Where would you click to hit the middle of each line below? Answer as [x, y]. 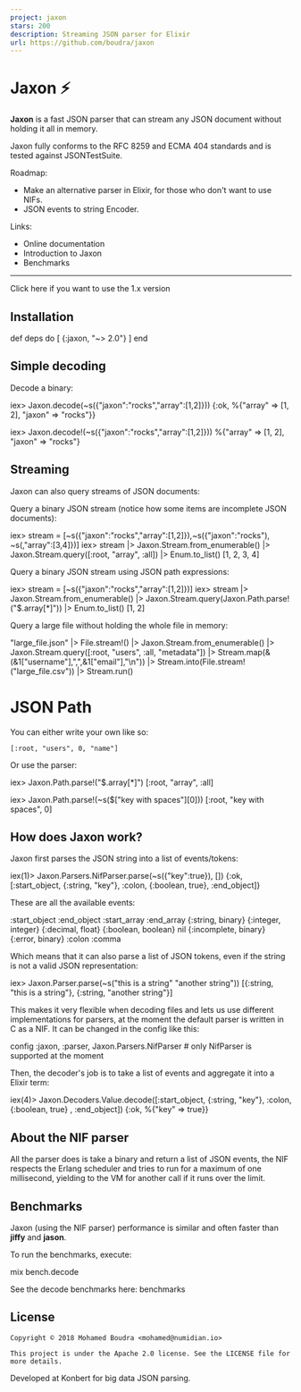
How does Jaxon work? [76, 837]
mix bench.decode [45, 1272]
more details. [37, 1361]
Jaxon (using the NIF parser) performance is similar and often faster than [145, 1227]
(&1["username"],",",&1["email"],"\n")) [78, 662]
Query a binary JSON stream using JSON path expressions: [120, 571]
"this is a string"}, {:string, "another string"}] [92, 992]
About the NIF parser [70, 1138]
